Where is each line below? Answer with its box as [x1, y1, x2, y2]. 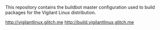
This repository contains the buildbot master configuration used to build [5, 4, 155, 10]
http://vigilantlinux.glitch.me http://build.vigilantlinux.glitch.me [5, 19, 134, 25]
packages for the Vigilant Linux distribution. [5, 9, 96, 15]
